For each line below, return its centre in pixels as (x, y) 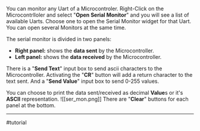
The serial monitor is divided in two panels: (59, 39)
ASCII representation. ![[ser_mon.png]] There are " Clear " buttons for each (97, 99)
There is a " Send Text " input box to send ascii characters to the (84, 68)
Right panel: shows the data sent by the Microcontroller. (85, 51)
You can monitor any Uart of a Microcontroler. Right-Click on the (85, 9)
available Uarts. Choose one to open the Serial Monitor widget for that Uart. (99, 21)
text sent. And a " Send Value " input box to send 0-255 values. (83, 81)
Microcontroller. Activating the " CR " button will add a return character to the (99, 75)
